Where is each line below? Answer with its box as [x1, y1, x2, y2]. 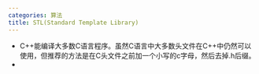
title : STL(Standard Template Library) [8, 19, 139, 26]
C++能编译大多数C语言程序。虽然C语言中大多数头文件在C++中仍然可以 [19, 41, 252, 51]
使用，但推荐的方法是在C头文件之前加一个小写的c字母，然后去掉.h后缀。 [19, 51, 256, 60]
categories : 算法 [8, 11, 63, 19]
